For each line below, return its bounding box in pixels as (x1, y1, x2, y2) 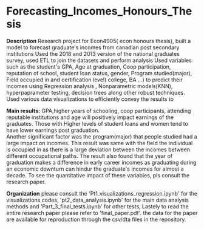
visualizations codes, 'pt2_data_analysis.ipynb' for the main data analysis (6, 196, 189, 203)
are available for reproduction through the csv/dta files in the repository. (6, 216, 186, 223)
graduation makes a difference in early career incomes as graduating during (6, 159, 197, 166)
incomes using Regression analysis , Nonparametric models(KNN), (6, 82, 173, 89)
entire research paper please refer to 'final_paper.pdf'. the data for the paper (6, 209, 198, 216)
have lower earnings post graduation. (6, 126, 100, 134)
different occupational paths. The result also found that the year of (6, 152, 173, 159)
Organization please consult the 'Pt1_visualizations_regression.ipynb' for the (6, 190, 198, 197)
